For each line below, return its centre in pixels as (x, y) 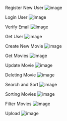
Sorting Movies (21, 94)
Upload (13, 113)
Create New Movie (24, 46)
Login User (16, 17)
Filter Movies (18, 104)
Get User (14, 36)
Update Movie (20, 65)
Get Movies (17, 56)
